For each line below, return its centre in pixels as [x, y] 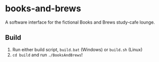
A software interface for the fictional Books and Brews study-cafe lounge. [80, 22]
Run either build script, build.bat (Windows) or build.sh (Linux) [77, 49]
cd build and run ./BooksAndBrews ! [47, 55]
